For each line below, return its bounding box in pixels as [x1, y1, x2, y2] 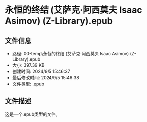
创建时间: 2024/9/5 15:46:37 [12, 68, 70, 74]
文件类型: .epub [12, 81, 45, 87]
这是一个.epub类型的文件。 [5, 111, 60, 117]
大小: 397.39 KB [12, 62, 45, 68]
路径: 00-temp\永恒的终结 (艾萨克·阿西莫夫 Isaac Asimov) [12, 51, 129, 56]
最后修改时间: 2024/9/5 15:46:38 [12, 75, 79, 80]
